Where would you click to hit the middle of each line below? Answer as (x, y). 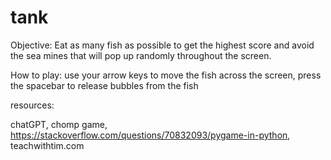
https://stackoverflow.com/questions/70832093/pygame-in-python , (150, 135)
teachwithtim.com (47, 145)
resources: (32, 105)
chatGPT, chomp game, (59, 124)
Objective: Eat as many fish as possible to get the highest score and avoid (162, 45)
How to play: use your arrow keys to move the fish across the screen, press (166, 75)
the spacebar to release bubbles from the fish (104, 85)
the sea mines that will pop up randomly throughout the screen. (141, 55)
